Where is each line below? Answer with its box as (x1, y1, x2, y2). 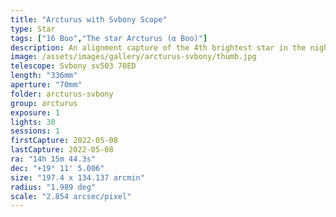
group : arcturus (10, 98, 78, 108)
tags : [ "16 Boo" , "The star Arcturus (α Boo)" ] (10, 33, 208, 43)
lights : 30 (10, 117, 56, 127)
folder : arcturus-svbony (10, 89, 114, 99)
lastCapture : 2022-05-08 (10, 145, 114, 155)
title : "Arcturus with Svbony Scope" (10, 14, 168, 25)
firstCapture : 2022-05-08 (10, 136, 118, 146)
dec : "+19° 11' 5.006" (10, 163, 105, 173)
